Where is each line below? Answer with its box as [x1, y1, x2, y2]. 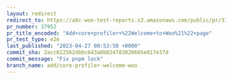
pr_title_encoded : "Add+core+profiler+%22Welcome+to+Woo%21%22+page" [6, 29, 213, 37]
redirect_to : [6, 17, 45, 24]
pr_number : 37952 [6, 23, 57, 30]
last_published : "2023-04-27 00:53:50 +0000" [6, 42, 140, 49]
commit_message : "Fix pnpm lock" [6, 56, 104, 63]
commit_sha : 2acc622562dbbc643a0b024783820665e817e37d [6, 49, 169, 56]
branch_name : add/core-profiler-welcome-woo [6, 62, 138, 69]
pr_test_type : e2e [6, 36, 60, 43]
